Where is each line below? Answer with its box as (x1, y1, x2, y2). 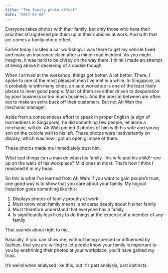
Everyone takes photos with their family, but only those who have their (5, 26, 150, 32)
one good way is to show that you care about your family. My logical (5, 180, 146, 187)
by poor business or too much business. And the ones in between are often (5, 94, 161, 100)
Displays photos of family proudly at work (12, 196, 99, 202)
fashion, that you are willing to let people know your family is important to (5, 242, 157, 248)
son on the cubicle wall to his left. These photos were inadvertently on (5, 130, 150, 136)
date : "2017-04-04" (5, 12, 46, 17)
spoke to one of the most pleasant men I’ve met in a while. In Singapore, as (5, 77, 160, 83)
